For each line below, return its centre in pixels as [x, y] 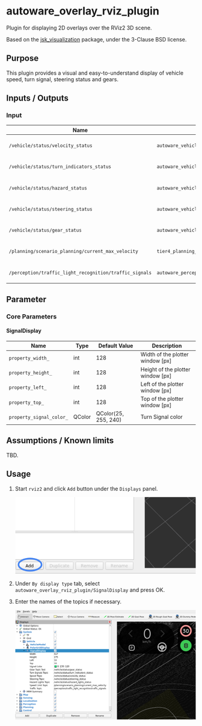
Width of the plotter [165, 355]
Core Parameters [32, 316]
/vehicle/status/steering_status [50, 209]
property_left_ [28, 388]
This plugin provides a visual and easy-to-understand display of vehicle [95, 73]
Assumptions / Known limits [60, 441]
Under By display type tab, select [57, 584]
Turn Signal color [162, 417]
